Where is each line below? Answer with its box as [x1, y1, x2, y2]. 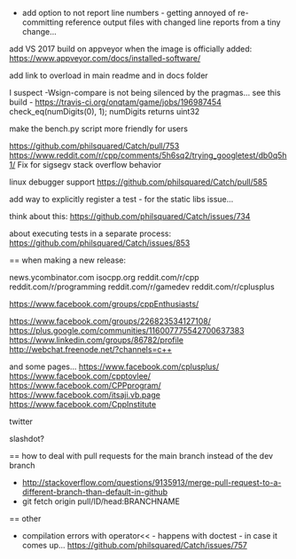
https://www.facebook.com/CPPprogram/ [9, 381, 161, 390]
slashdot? [9, 434, 45, 444]
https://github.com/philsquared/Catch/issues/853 [9, 238, 191, 248]
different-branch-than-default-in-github [21, 487, 168, 497]
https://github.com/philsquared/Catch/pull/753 [9, 141, 180, 151]
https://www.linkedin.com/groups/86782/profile [9, 335, 184, 345]
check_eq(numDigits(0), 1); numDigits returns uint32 [9, 106, 200, 116]
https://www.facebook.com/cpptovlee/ [9, 371, 152, 381]
